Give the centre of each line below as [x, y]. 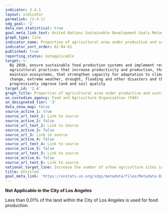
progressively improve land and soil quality [58, 84]
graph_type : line [23, 38]
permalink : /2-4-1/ [25, 19]
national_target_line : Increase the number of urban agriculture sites [81, 167]
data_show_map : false [28, 107]
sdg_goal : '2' [20, 24]
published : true [22, 51]
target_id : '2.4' [23, 88]
